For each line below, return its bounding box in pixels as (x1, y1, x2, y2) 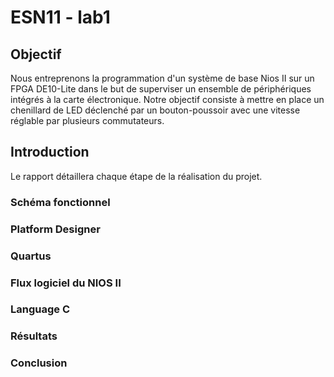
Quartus (10, 249, 52, 263)
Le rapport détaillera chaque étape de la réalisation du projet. (10, 170, 263, 182)
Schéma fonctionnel (10, 195, 111, 209)
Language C (10, 302, 71, 316)
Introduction (10, 144, 90, 161)
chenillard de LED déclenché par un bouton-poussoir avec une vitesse (10, 104, 301, 116)
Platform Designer (10, 222, 101, 236)
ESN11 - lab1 (10, 6, 111, 29)
